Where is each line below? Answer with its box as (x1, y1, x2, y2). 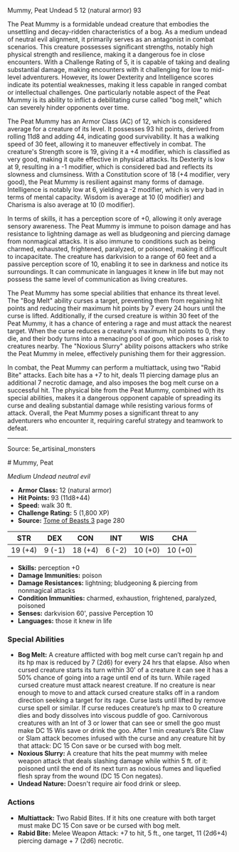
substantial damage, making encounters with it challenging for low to (7, 66, 210, 73)
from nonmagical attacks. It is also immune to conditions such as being (7, 237, 216, 245)
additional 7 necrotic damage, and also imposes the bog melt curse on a (7, 378, 219, 387)
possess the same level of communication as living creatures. (7, 275, 188, 283)
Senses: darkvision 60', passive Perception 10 (17, 609, 154, 617)
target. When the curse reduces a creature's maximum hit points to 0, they (7, 327, 225, 335)
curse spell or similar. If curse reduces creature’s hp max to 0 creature (17, 704, 223, 712)
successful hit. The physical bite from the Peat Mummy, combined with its (7, 386, 224, 395)
